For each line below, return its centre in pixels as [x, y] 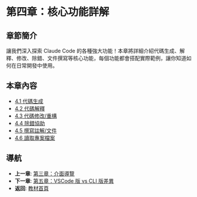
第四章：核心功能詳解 [58, 12]
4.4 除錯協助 [30, 123]
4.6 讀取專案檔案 [35, 138]
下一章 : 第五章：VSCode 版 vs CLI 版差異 [64, 181]
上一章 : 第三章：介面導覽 [44, 173]
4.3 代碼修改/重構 [36, 116]
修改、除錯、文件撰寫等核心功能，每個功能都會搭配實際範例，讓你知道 [101, 58]
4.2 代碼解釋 [30, 108]
